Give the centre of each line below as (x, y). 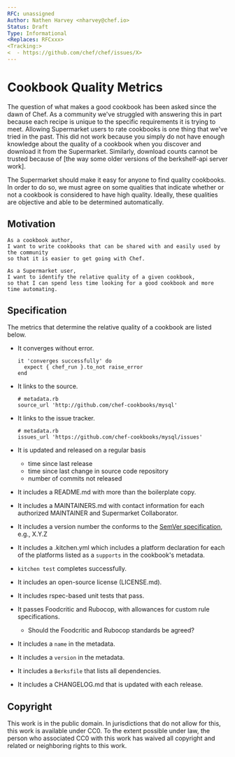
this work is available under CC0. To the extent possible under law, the (109, 731)
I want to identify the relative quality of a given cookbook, (101, 277)
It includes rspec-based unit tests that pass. (81, 596)
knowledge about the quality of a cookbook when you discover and (104, 143)
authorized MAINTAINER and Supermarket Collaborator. (98, 513)
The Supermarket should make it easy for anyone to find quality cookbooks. (116, 180)
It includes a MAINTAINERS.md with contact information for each (111, 506)
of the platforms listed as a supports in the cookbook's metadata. (111, 555)
